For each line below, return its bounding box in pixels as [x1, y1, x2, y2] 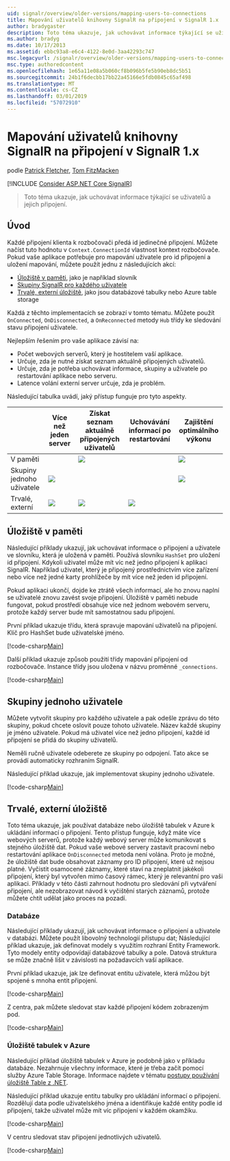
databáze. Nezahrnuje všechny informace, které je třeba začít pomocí [7, 1064, 204, 1072]
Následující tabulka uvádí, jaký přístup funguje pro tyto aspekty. [7, 392, 187, 400]
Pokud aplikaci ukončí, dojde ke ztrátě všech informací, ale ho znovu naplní [7, 586, 220, 594]
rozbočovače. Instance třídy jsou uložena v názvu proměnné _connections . [7, 663, 218, 671]
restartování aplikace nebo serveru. [16, 371, 118, 379]
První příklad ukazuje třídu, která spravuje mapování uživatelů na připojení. [7, 622, 218, 630]
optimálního [179, 425, 219, 435]
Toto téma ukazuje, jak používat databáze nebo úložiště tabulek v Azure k [7, 821, 215, 830]
